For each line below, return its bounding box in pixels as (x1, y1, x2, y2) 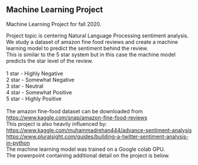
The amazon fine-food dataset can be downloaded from (6, 107, 143, 115)
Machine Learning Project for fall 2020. (6, 20, 102, 27)
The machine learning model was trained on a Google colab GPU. (6, 145, 165, 153)
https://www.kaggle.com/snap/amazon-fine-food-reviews (6, 114, 148, 121)
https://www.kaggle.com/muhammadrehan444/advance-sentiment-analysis (6, 126, 192, 134)
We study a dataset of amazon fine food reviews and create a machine (6, 38, 178, 45)
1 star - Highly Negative (6, 69, 63, 77)
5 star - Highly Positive (6, 95, 62, 102)
